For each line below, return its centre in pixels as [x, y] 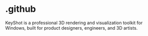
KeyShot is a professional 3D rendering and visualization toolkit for [74, 23]
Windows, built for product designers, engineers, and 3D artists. [71, 28]
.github [21, 9]
